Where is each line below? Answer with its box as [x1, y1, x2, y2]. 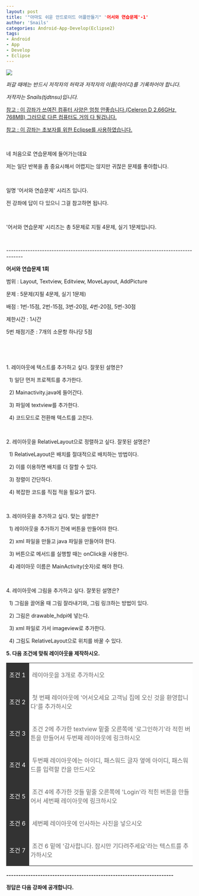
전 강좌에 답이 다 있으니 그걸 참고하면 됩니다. [6, 199, 109, 206]
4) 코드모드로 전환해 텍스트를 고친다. [8, 414, 94, 421]
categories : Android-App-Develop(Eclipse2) [6, 25, 115, 31]
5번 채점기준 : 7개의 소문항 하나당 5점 [6, 328, 93, 335]
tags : [6, 31, 20, 37]
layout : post [6, 8, 38, 15]
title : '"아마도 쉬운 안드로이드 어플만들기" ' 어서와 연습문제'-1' [6, 14, 149, 20]
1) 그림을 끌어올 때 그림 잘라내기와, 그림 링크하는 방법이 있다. [8, 599, 149, 606]
